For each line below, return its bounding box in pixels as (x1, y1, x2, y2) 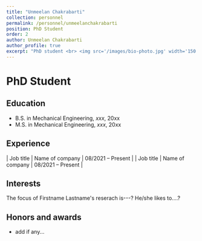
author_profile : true (6, 43, 61, 49)
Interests (6, 178, 41, 188)
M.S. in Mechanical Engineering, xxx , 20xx (15, 120, 122, 128)
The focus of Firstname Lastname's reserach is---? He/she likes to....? (6, 194, 180, 202)
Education (6, 98, 46, 109)
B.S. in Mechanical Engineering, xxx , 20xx (15, 114, 120, 122)
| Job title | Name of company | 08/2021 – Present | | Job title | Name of (6, 154, 184, 162)
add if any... (15, 228, 45, 236)
